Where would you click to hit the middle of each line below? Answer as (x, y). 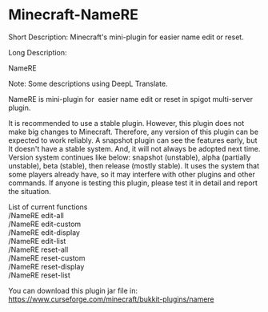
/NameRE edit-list (37, 241)
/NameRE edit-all (36, 215)
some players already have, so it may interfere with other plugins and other (132, 174)
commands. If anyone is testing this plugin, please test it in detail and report (133, 183)
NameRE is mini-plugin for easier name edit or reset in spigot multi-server (131, 99)
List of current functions (48, 207)
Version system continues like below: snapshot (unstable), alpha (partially (130, 157)
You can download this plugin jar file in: (73, 290)
